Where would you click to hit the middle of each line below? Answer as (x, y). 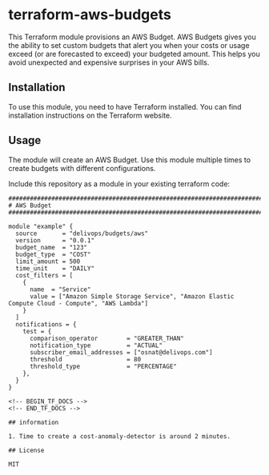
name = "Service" (60, 289)
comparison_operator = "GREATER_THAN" (106, 338)
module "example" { (41, 226)
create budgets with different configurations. (82, 168)
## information (34, 422)
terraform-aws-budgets (90, 15)
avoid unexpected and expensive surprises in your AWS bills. (109, 62)
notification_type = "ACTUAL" (96, 345)
